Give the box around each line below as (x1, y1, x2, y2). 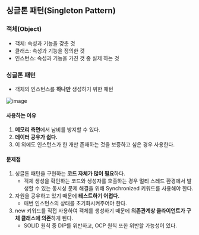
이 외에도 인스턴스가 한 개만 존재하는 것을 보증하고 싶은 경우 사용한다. (14, 141, 175, 148)
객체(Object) (6, 25, 42, 33)
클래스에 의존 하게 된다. (20, 215, 74, 222)
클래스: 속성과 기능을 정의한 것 (14, 47, 85, 54)
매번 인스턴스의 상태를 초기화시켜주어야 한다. (23, 200, 127, 207)
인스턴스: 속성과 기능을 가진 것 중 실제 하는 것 (14, 54, 120, 61)
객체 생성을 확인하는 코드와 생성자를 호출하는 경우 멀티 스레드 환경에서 (23, 177, 186, 184)
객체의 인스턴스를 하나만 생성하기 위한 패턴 (14, 85, 114, 92)
